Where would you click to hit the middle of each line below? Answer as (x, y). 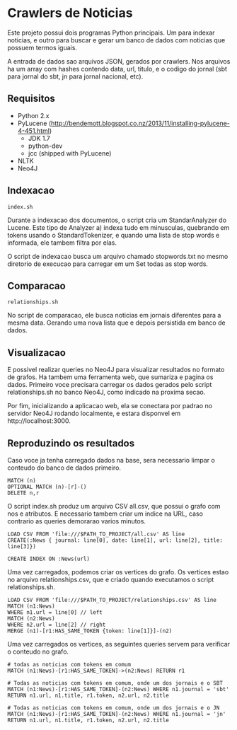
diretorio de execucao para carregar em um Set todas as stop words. (108, 264)
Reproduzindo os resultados (71, 443)
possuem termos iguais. (42, 47)
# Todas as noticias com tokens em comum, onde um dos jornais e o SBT (115, 683)
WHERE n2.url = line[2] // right (57, 625)
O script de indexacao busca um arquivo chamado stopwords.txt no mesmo (118, 256)
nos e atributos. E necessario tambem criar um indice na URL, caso (105, 514)
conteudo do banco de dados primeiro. (64, 468)
